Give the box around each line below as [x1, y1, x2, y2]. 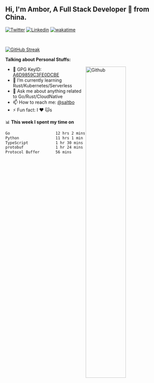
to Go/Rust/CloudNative [12, 93, 63, 100]
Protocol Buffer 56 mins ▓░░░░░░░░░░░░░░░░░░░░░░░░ [5, 150, 149, 155]
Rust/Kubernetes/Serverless [12, 82, 72, 88]
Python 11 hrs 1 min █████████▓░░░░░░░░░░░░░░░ [5, 135, 149, 140]
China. [5, 13, 27, 22]
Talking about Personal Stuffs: [5, 56, 71, 62]
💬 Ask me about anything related [12, 88, 82, 94]
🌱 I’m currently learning [12, 77, 62, 83]
